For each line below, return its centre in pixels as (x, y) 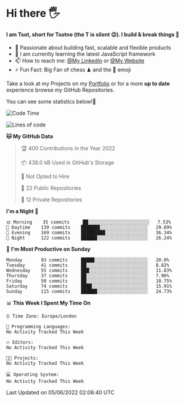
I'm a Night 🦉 (22, 211)
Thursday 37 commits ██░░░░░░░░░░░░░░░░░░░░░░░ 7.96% (88, 276)
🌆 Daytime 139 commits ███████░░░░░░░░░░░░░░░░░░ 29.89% (89, 228)
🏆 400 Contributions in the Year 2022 (68, 149)
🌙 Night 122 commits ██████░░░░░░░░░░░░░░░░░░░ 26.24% (89, 238)
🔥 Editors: (20, 343)
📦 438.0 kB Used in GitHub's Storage (67, 163)
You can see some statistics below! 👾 (51, 102)
